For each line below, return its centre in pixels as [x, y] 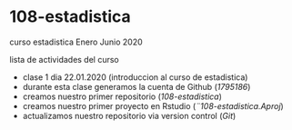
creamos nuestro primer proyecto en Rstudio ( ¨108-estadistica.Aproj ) [153, 105]
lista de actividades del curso [65, 59]
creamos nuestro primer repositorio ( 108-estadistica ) [122, 96]
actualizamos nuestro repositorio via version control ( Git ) [129, 115]
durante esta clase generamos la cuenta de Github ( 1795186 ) [136, 86]
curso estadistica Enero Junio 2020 [76, 42]
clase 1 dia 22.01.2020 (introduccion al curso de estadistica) [135, 77]
